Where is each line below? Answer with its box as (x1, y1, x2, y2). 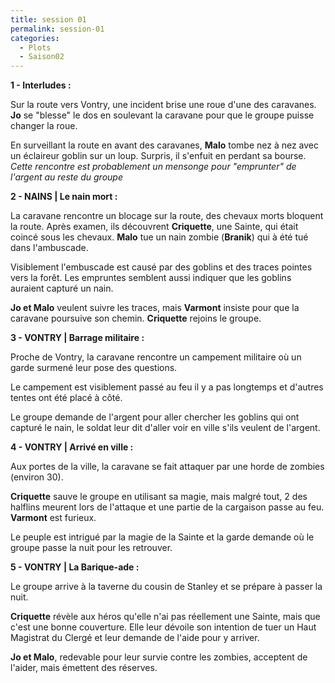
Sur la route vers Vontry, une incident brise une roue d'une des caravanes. (10, 99, 317, 111)
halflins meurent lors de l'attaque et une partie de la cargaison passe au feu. (10, 501, 325, 513)
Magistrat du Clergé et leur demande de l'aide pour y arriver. (10, 632, 260, 644)
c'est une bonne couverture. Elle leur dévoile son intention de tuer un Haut (10, 621, 317, 633)
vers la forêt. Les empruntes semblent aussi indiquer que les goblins (10, 272, 292, 284)
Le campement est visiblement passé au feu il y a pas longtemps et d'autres (10, 381, 324, 393)
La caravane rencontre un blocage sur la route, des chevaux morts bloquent (10, 210, 324, 222)
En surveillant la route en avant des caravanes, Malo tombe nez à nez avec (10, 139, 320, 151)
